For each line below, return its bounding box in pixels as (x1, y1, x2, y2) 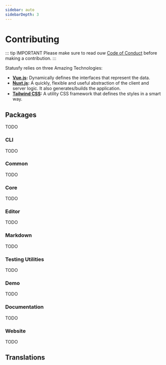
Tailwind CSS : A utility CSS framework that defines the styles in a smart (12, 91, 161, 97)
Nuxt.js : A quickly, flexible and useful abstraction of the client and (12, 80, 149, 86)
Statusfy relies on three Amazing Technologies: (5, 65, 103, 71)
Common (5, 160, 28, 167)
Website (5, 327, 26, 334)
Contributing (5, 34, 59, 45)
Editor (5, 208, 20, 215)
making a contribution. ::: (5, 56, 56, 62)
